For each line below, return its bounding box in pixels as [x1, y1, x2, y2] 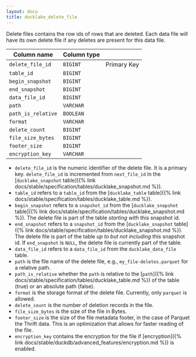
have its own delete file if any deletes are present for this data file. [6, 36, 166, 43]
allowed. [14, 295, 35, 302]
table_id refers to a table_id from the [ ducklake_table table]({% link [14, 189, 181, 196]
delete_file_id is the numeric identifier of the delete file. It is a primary [14, 164, 187, 171]
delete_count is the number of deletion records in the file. [14, 301, 154, 308]
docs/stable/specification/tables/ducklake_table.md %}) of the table [14, 277, 180, 284]
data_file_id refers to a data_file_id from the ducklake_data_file [14, 245, 177, 252]
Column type [62, 50, 100, 59]
